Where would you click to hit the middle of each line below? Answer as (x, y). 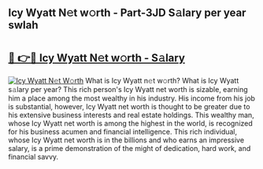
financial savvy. (33, 157)
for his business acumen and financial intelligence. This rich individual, (123, 132)
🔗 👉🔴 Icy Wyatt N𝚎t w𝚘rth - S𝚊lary (96, 58)
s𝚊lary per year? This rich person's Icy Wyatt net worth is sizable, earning (128, 89)
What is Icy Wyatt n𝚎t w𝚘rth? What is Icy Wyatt (162, 81)
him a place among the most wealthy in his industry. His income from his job (132, 98)
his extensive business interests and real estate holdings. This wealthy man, (131, 115)
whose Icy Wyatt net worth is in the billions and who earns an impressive (126, 140)
